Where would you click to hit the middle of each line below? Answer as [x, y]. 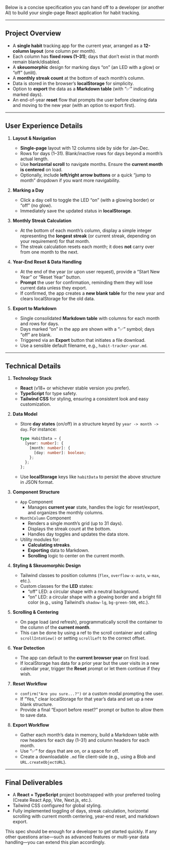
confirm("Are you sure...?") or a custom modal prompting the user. [92, 693]
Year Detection [29, 648]
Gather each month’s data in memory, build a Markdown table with [89, 734]
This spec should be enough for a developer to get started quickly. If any [81, 832]
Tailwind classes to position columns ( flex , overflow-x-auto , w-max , [90, 575]
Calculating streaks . [49, 545]
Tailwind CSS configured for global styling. [57, 805]
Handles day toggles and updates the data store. [78, 534]
